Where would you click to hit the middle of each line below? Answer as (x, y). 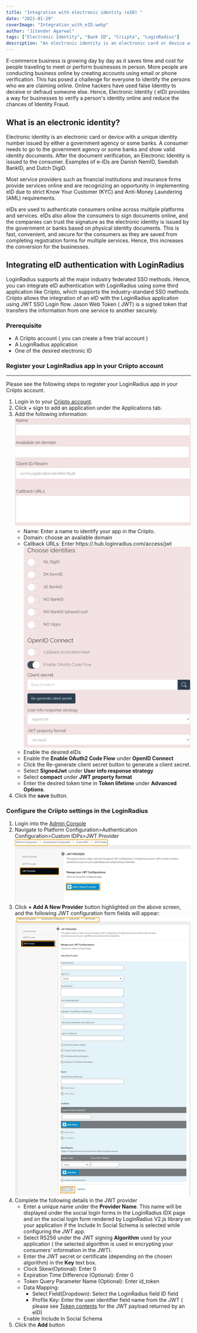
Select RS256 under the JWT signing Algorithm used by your (98, 1237)
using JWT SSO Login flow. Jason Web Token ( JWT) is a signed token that (97, 304)
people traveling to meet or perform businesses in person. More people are (97, 67)
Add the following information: (51, 414)
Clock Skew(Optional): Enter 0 (60, 1269)
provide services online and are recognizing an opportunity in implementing (98, 185)
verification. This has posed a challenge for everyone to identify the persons (98, 79)
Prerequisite (24, 325)
